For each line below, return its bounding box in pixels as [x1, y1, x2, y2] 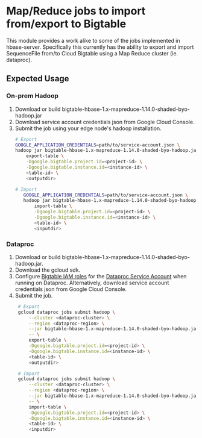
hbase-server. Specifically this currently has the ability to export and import [6, 43, 194, 51]
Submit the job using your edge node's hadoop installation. [14, 125, 162, 132]
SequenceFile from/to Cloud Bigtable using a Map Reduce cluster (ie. [6, 49, 178, 57]
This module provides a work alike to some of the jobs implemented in [6, 37, 181, 44]
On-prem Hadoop [6, 92, 58, 100]
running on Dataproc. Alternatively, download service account [14, 279, 169, 286]
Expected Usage [6, 74, 69, 84]
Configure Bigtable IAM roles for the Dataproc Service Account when [14, 272, 187, 280]
